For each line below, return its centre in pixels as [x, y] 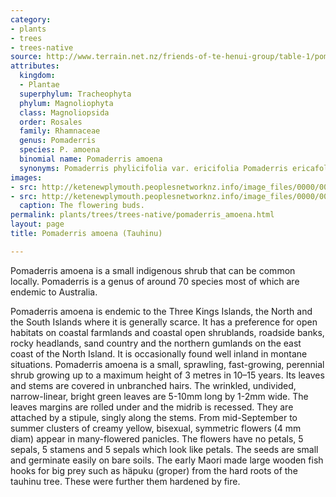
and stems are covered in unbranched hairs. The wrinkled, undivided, [153, 385]
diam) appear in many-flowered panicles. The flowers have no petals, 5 [157, 438]
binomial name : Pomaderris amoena [91, 159]
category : [31, 19]
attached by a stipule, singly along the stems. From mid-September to [154, 417]
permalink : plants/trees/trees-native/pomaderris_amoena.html [142, 215]
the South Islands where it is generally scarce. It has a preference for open [164, 322]
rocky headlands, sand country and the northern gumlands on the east [156, 343]
